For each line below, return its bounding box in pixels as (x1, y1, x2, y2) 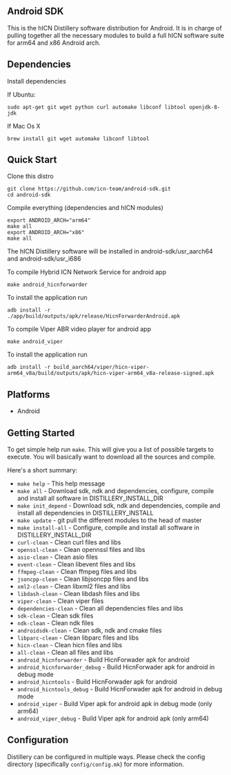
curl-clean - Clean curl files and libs (17, 538, 121, 546)
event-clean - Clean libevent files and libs (17, 560, 136, 568)
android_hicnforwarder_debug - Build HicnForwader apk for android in (17, 663, 215, 671)
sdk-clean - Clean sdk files (17, 611, 94, 620)
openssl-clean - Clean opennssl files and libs (17, 546, 145, 554)
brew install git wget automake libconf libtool (7, 135, 150, 142)
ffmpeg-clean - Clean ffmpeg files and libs (17, 568, 137, 576)
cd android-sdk (7, 191, 51, 199)
